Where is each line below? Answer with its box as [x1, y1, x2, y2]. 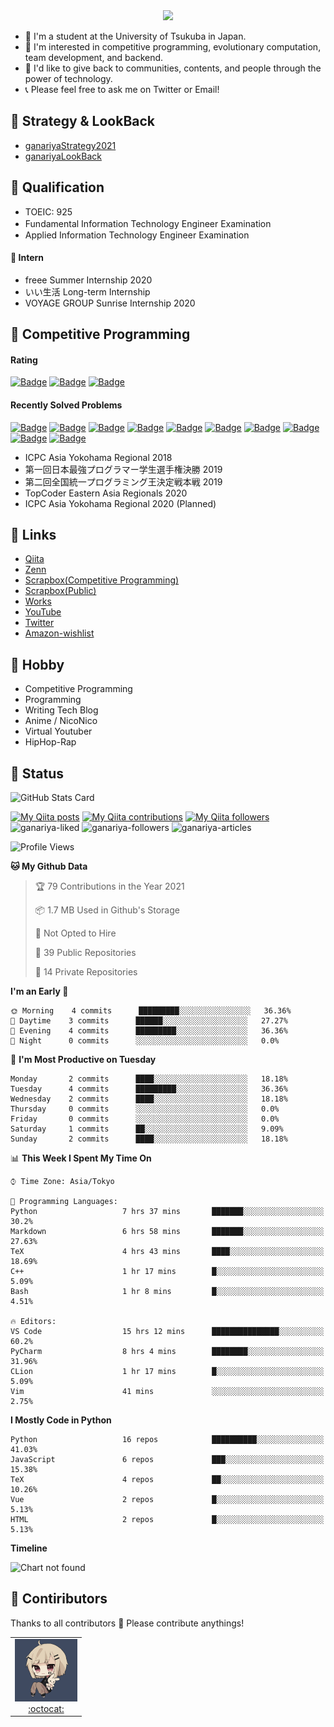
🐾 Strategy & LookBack [10, 113, 156, 130]
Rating [10, 354, 38, 366]
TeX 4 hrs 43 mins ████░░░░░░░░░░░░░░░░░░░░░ [10, 1247, 325, 1257]
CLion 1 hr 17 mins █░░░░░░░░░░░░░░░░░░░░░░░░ [10, 1367, 325, 1377]
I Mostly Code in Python [10, 1414, 112, 1426]
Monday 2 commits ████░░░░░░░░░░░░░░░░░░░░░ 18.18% [10, 1074, 288, 1084]
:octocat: [28, 1702, 65, 1714]
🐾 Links [10, 527, 57, 544]
